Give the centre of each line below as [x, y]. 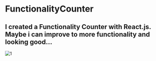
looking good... [29, 42]
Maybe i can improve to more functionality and [78, 34]
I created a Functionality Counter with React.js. [78, 27]
